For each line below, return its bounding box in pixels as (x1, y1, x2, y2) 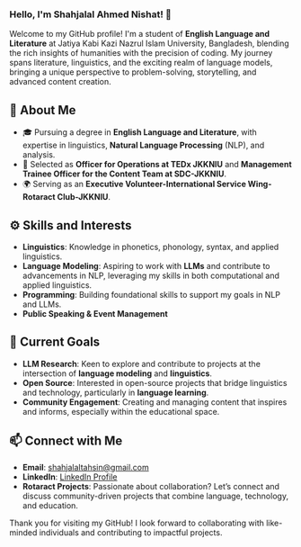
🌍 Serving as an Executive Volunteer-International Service (22, 179, 247, 190)
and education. (22, 499, 79, 511)
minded (9, 526, 38, 538)
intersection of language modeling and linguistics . (22, 368, 213, 379)
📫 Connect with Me (9, 434, 123, 449)
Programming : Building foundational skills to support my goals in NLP (22, 289, 281, 300)
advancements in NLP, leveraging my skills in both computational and (22, 270, 280, 281)
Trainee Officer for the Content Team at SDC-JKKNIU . (22, 168, 227, 179)
